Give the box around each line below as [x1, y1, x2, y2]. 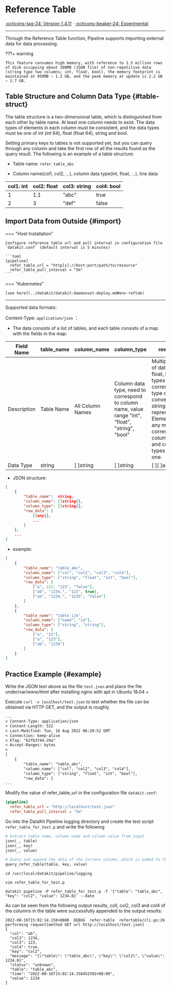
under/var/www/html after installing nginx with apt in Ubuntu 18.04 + [5, 689, 149, 695]
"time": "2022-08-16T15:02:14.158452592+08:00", [10, 972, 115, 977]
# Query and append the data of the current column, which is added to [5, 857, 160, 862]
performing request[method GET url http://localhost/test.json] [5, 922, 145, 928]
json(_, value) [5, 848, 38, 853]
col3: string [63, 182, 92, 190]
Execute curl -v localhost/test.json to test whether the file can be [5, 699, 149, 705]
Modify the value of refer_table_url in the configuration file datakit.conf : [5, 790, 157, 796]
